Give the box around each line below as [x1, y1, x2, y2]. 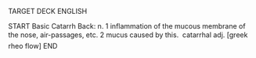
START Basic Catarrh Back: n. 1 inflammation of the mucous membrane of [8, 22, 246, 30]
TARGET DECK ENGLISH [8, 7, 88, 15]
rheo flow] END [8, 42, 58, 50]
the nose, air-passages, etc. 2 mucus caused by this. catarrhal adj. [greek [8, 30, 248, 39]
